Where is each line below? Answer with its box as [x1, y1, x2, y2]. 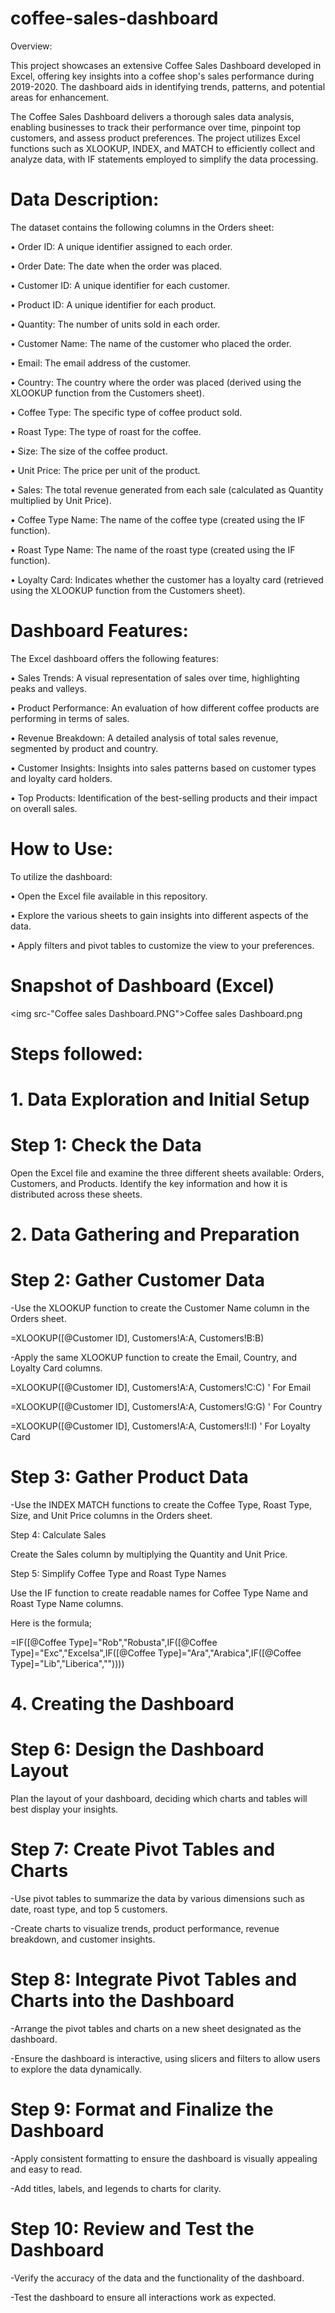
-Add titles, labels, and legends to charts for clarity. [10, 2183, 222, 2194]
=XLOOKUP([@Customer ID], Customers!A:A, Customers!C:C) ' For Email [10, 1382, 312, 1394]
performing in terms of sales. [10, 712, 130, 724]
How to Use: [10, 838, 114, 860]
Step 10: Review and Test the [10, 2218, 255, 2241]
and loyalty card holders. [10, 772, 113, 784]
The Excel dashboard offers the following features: [10, 652, 219, 664]
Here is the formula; [10, 1617, 93, 1629]
